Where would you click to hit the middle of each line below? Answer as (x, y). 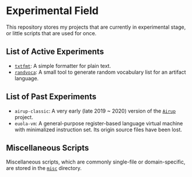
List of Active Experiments (55, 52)
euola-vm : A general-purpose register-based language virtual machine (99, 123)
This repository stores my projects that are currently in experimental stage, (96, 27)
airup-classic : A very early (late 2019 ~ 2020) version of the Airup (95, 111)
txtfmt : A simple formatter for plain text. (63, 66)
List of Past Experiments (51, 97)
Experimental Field (53, 11)
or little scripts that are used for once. (51, 33)
